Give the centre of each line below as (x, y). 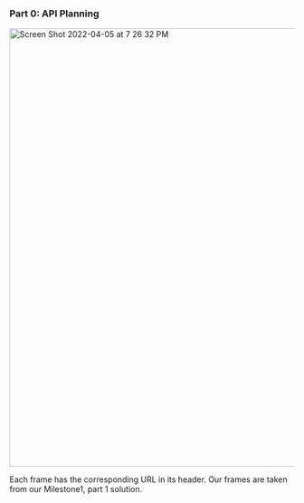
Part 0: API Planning (54, 14)
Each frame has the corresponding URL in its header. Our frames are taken (148, 479)
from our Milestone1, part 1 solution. (76, 489)
